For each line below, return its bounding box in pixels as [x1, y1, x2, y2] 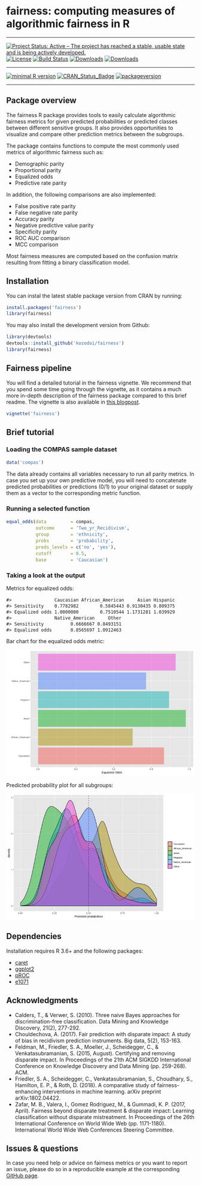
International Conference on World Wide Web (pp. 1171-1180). [14, 1120, 166, 1127]
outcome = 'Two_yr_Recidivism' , [35, 525, 130, 532]
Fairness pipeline [6, 363, 72, 373]
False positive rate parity [14, 202, 76, 209]
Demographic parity [14, 160, 65, 167]
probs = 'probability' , [35, 538, 114, 544]
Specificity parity [14, 228, 57, 235]
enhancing [14, 1088, 41, 1095]
